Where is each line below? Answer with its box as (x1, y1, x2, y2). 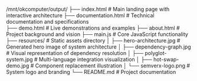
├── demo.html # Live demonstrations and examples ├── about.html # (6, 24, 180, 31)
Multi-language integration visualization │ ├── (38, 56, 152, 63)
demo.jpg (6, 62, 29, 69)
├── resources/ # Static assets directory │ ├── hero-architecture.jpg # (6, 37, 180, 44)
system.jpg (6, 56, 34, 63)
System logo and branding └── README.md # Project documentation (6, 69, 176, 75)
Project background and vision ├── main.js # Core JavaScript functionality (6, 31, 189, 38)
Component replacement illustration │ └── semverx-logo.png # (35, 62, 191, 69)
